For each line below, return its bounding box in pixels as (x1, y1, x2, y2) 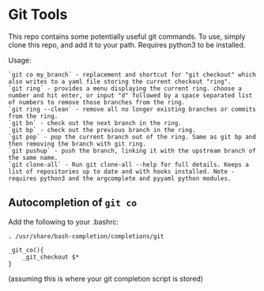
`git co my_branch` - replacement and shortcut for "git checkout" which (8, 70, 257, 78)
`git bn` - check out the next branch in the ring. (8, 119, 182, 127)
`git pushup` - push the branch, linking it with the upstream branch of (8, 146, 257, 155)
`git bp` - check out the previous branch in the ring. (8, 126, 196, 134)
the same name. (8, 153, 58, 161)
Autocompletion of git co (8, 196, 137, 210)
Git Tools (8, 6, 68, 24)
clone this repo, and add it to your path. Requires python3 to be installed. (8, 40, 246, 49)
